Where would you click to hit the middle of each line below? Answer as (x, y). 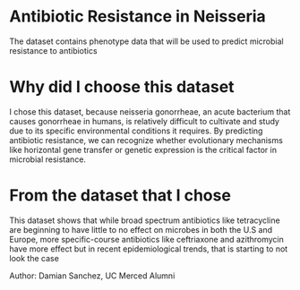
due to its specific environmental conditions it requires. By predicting (136, 131)
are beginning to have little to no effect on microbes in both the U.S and (141, 229)
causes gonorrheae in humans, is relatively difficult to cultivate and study (145, 121)
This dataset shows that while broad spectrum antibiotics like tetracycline (145, 220)
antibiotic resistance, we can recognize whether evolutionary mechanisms (146, 140)
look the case (34, 258)
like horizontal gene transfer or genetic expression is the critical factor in (143, 149)
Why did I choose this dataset (122, 87)
